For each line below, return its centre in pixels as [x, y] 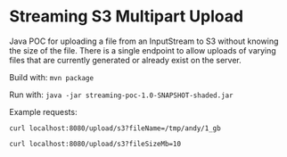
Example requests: [43, 112]
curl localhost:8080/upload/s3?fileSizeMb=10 [95, 144]
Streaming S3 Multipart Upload [126, 17]
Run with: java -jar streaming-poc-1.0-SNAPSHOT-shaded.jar [121, 95]
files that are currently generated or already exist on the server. [126, 60]
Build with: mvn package [52, 77]
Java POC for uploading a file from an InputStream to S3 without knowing [144, 41]
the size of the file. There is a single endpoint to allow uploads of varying [143, 50]
